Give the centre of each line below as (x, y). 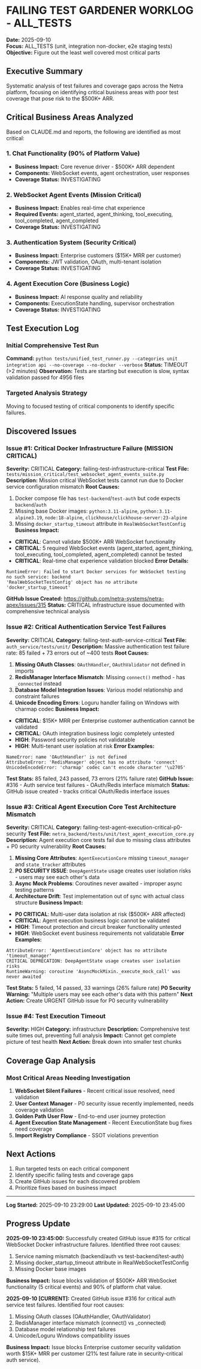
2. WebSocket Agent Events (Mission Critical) (74, 195)
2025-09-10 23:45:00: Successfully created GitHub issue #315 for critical (98, 1238)
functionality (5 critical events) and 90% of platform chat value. (84, 1287)
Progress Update (38, 1224)
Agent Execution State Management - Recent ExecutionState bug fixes (103, 1123)
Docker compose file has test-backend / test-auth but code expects (98, 498)
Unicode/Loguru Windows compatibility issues (72, 1335)
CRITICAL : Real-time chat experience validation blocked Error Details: (102, 561)
